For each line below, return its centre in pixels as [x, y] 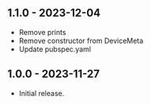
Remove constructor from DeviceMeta [81, 40]
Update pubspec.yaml [55, 49]
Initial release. [42, 93]
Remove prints [42, 32]
